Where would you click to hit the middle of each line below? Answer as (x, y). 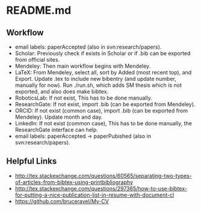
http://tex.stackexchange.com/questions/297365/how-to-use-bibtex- (101, 188)
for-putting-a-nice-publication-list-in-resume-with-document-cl (94, 195)
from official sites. (37, 60)
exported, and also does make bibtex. (62, 91)
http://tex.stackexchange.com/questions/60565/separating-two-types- (104, 176)
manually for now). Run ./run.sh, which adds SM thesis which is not (98, 85)
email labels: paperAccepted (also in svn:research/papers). (88, 47)
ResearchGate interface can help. (56, 130)
